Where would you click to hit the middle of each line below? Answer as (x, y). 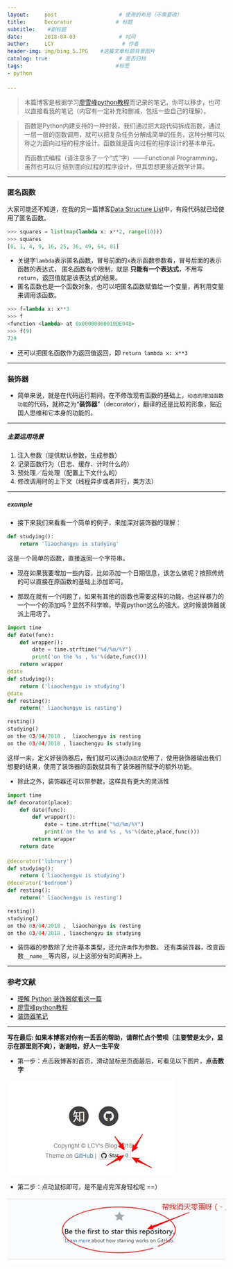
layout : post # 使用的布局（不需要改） (95, 15)
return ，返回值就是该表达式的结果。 (69, 278)
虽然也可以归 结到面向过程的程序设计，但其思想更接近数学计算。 (116, 166)
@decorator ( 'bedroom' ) (40, 883)
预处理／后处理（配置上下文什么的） (69, 473)
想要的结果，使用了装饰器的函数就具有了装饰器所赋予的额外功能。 (101, 766)
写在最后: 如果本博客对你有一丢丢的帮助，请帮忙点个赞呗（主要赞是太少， (112, 1037)
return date (37, 846)
